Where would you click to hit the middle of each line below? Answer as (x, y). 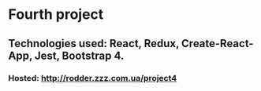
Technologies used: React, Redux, (94, 44)
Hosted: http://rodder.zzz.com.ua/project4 (93, 78)
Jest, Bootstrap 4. (79, 55)
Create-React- (217, 44)
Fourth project (56, 15)
